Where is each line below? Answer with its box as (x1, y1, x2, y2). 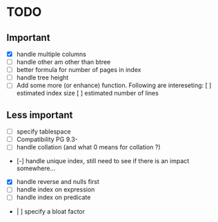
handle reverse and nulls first (16, 178, 99, 186)
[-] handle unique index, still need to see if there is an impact (16, 157, 190, 165)
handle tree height (16, 73, 69, 82)
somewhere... (16, 164, 56, 173)
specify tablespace (16, 127, 72, 136)
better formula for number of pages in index (16, 66, 141, 74)
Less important (6, 109, 73, 121)
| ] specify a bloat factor (16, 207, 86, 215)
